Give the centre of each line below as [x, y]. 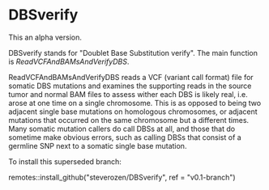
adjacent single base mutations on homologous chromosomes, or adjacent [133, 112]
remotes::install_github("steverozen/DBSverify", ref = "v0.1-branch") [122, 177]
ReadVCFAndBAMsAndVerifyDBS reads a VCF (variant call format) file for [131, 77]
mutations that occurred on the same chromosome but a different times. [129, 120]
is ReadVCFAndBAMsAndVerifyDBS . [69, 61]
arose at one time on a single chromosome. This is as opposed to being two [135, 103]
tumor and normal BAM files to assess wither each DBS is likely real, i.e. [128, 94]
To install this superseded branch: [65, 161]
